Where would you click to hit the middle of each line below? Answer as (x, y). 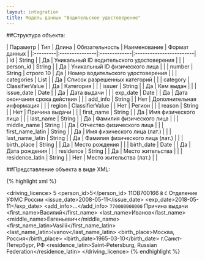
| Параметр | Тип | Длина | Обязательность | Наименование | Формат (98, 47)
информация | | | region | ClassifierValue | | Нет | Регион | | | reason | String (102, 105)
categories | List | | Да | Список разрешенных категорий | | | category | (98, 79)
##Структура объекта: (36, 35)
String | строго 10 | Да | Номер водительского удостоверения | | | (92, 73)
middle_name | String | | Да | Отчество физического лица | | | (85, 125)
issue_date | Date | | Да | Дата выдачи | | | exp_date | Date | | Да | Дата (97, 92)
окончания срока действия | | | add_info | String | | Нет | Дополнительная (102, 99)
